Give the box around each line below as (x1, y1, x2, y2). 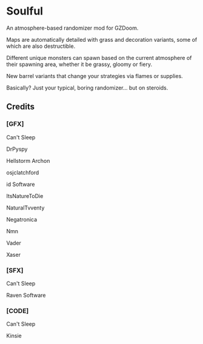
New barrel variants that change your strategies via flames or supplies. (6, 72, 183, 79)
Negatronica (6, 216, 38, 223)
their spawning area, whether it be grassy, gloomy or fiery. (6, 61, 153, 68)
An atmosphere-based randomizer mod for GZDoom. (6, 24, 139, 31)
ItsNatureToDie (6, 192, 44, 199)
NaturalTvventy (6, 204, 45, 211)
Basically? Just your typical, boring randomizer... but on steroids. (6, 84, 168, 91)
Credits (6, 102, 35, 112)
